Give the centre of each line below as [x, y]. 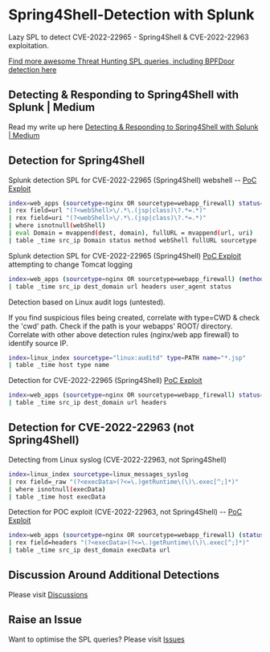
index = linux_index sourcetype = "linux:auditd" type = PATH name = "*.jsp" [127, 358]
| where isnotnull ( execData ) [57, 489]
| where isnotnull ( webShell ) [57, 226]
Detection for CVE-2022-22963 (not [101, 428]
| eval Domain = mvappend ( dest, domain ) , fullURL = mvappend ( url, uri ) [131, 233]
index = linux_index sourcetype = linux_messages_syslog [98, 474]
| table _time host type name [59, 365]
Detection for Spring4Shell [77, 161]
